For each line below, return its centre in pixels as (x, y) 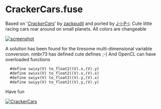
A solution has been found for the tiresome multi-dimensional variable (79, 48)
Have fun (15, 91)
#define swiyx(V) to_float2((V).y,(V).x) (55, 77)
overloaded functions (28, 59)
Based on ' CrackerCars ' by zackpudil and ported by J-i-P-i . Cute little (79, 23)
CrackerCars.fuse (44, 9)
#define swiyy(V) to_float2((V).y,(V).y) (55, 82)
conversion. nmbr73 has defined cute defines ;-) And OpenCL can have (80, 54)
